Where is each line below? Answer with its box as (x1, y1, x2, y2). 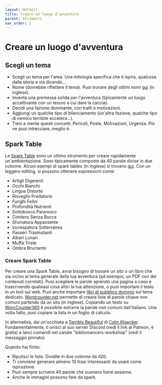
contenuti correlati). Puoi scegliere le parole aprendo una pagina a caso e (5, 279, 152, 285)
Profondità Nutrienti (12, 204, 52, 210)
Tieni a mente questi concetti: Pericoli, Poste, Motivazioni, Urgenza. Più (12, 120, 155, 127)
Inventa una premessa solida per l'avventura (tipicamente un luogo (12, 95, 146, 100)
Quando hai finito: (5, 344, 41, 350)
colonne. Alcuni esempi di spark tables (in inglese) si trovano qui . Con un (5, 163, 151, 169)
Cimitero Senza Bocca (12, 214, 57, 220)
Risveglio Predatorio (12, 193, 52, 199)
